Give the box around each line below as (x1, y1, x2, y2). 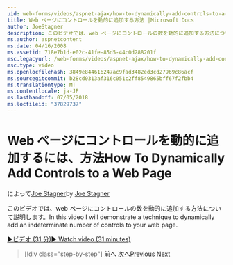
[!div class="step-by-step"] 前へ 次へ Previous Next (24, 250, 171, 258)
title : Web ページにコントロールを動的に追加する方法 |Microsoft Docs (7, 17, 194, 24)
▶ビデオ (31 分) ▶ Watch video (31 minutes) (7, 234, 131, 243)
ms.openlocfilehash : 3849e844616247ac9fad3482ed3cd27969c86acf (7, 68, 194, 75)
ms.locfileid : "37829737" (7, 101, 82, 108)
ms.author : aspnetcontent (7, 36, 82, 43)
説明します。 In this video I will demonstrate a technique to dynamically (12, 213, 215, 221)
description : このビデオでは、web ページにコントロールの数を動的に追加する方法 (7, 29, 215, 37)
